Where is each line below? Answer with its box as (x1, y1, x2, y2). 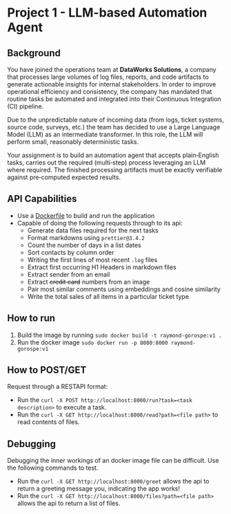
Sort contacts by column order (27, 248, 114, 257)
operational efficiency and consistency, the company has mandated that (7, 88, 212, 95)
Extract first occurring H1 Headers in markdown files (27, 263, 177, 271)
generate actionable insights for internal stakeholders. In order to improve (7, 80, 217, 88)
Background (7, 47, 61, 59)
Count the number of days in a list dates (27, 241, 141, 249)
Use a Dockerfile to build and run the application (17, 211, 155, 219)
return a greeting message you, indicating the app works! (17, 484, 181, 493)
